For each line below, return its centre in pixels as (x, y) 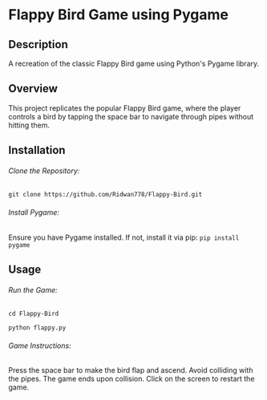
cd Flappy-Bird (34, 314)
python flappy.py (37, 328)
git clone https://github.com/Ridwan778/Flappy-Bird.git (105, 195)
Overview (33, 89)
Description (38, 44)
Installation (37, 150)
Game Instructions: (40, 345)
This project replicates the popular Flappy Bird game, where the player (125, 108)
